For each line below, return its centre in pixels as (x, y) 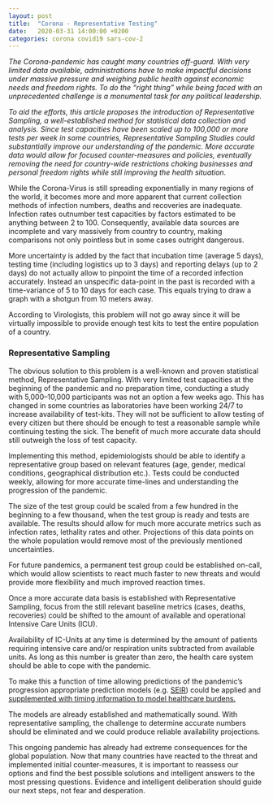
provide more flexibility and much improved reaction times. (107, 582)
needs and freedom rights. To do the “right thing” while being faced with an (135, 88)
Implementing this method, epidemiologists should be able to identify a (127, 455)
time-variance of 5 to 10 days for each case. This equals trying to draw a (130, 290)
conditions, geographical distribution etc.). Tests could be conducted (124, 473)
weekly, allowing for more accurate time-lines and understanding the (123, 481)
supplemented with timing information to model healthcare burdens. (122, 698)
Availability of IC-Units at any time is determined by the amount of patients (133, 640)
